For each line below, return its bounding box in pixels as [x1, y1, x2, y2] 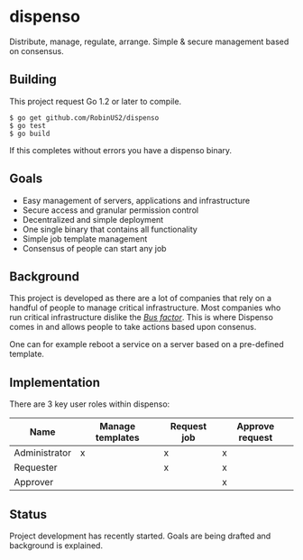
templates [95, 431, 140, 444]
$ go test [9, 121, 47, 130]
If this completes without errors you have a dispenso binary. [9, 144, 233, 155]
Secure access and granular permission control [22, 205, 199, 216]
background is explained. [9, 540, 104, 551]
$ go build [9, 129, 50, 138]
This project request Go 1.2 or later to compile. [9, 96, 182, 106]
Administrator [14, 446, 72, 459]
